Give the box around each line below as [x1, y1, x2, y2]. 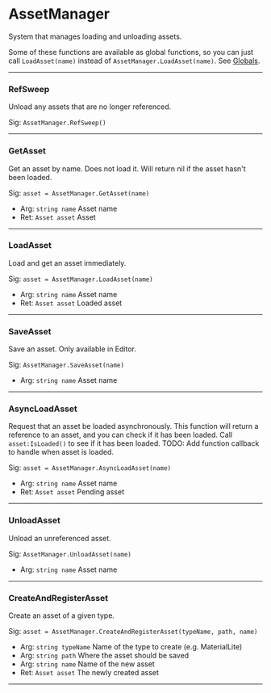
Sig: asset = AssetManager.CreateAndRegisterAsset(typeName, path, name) [8, 627, 258, 636]
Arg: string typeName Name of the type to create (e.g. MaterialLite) [19, 642, 243, 652]
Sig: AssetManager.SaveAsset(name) [8, 360, 125, 370]
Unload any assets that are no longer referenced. [8, 102, 172, 111]
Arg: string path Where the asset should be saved [19, 651, 190, 661]
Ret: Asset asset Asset [19, 212, 97, 222]
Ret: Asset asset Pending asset [19, 487, 125, 497]
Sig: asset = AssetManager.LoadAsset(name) [8, 274, 153, 283]
